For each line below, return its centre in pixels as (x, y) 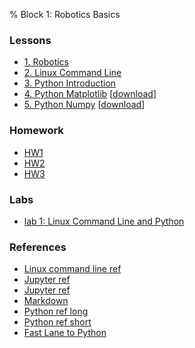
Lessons (30, 40)
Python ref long (56, 311)
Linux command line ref (72, 269)
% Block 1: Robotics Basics (65, 14)
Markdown (46, 301)
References (38, 247)
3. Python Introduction (70, 83)
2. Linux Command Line (72, 73)
